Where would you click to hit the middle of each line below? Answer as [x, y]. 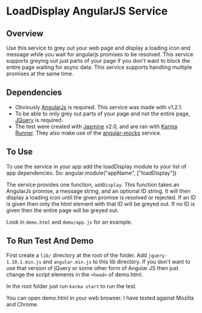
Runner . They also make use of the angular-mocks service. [88, 133]
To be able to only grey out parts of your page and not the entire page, [103, 114]
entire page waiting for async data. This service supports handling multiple [99, 67]
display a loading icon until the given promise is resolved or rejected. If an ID [101, 197]
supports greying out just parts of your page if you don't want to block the [98, 61]
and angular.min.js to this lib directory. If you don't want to [117, 262]
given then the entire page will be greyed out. [63, 210]
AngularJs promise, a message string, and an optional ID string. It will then [99, 191]
